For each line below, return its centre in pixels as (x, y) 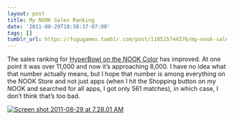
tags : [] (20, 33)
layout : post (26, 14)
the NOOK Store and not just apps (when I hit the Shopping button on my (112, 81)
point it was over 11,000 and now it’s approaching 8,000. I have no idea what (117, 67)
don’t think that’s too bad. (44, 96)
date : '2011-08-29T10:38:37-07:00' (59, 26)
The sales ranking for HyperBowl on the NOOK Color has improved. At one (114, 59)
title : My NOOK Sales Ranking (51, 20)
